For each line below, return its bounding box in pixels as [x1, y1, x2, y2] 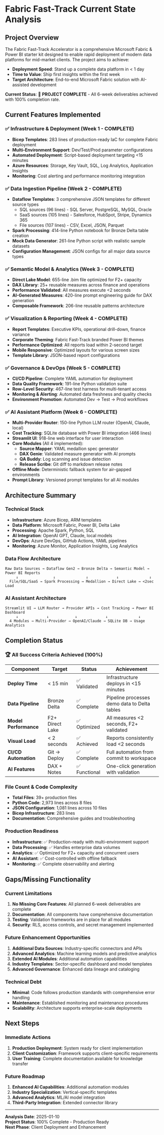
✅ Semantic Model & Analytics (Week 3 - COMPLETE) [5, 265, 134, 272]
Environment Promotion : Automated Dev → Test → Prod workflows [12, 396, 148, 402]
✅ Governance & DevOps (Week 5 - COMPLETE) [5, 364, 121, 371]
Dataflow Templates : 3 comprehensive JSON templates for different [12, 196, 150, 202]
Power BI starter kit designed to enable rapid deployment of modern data [5, 51, 152, 57]
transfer [12, 1061, 28, 1066]
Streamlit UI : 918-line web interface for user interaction [12, 435, 123, 441]
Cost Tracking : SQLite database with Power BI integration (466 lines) [12, 430, 152, 436]
